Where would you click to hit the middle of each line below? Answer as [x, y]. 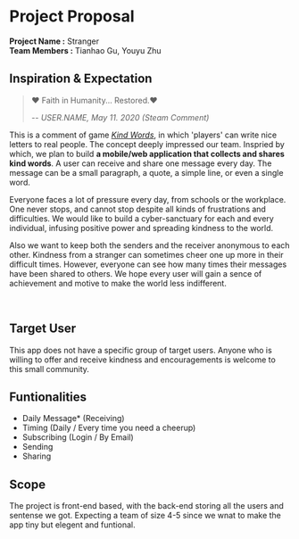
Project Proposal [72, 17]
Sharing [37, 456]
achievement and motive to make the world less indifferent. [118, 283]
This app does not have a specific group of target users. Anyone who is [141, 350]
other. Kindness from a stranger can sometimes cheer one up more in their [146, 254]
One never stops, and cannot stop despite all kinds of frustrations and [137, 209]
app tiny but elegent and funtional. [72, 525]
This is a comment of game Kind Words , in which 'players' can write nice [143, 135]
